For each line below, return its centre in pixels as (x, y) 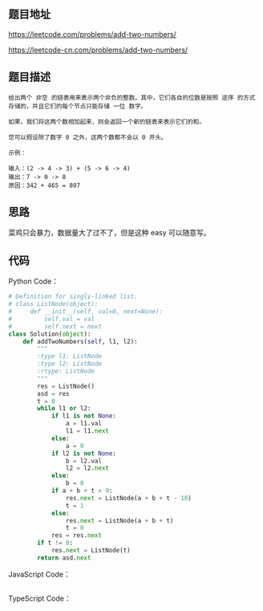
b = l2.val (84, 461)
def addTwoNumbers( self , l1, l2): (80, 341)
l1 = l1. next (87, 431)
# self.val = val (51, 319)
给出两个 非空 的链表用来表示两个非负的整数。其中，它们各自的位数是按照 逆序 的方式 (132, 98)
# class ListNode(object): (53, 304)
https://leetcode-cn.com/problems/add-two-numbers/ (98, 50)
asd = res (53, 393)
